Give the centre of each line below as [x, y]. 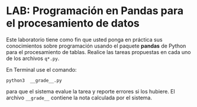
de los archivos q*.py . [33, 58]
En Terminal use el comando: [41, 69]
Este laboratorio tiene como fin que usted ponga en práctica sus [84, 39]
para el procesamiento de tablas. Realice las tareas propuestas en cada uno [98, 52]
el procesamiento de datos [73, 23]
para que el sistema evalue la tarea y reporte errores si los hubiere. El [91, 91]
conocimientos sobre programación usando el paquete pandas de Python [96, 46]
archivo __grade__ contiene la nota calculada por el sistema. [79, 98]
